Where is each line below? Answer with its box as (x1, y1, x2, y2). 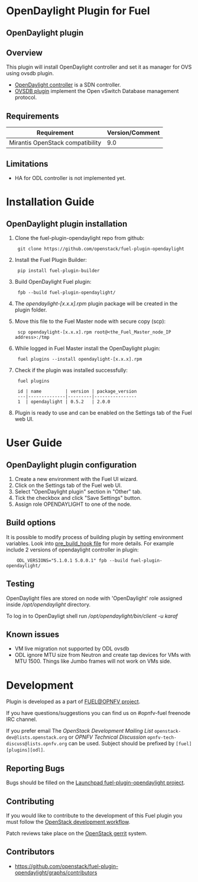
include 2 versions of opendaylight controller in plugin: (6, 546, 139, 553)
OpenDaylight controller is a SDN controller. (14, 81, 121, 88)
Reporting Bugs (6, 763, 65, 774)
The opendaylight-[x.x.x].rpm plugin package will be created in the (14, 300, 178, 307)
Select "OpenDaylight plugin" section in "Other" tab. (14, 488, 142, 495)
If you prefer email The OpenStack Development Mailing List (6, 727, 154, 735)
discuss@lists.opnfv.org (6, 741, 67, 747)
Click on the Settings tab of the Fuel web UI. (14, 482, 122, 489)
